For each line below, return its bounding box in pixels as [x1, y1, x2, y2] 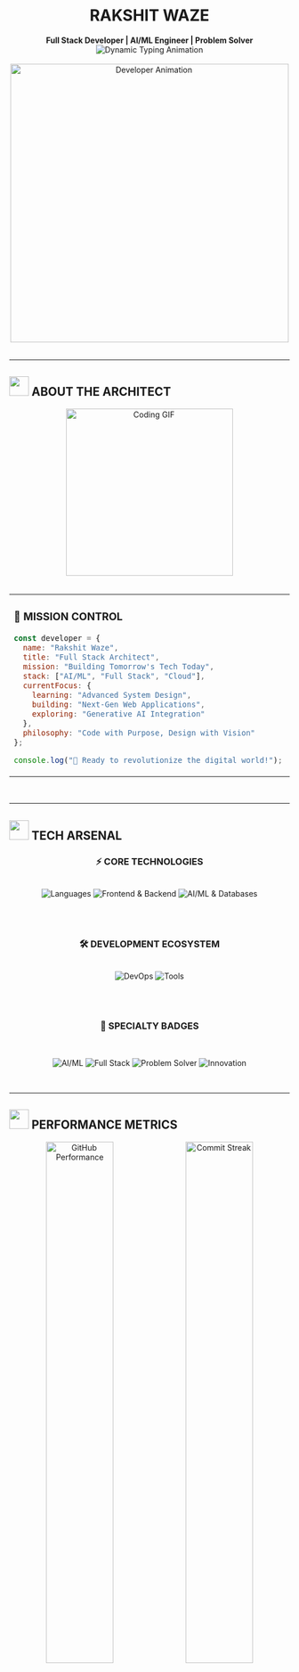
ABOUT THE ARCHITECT [30, 384, 172, 399]
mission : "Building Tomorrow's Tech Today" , [22, 661, 215, 671]
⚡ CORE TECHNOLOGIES [95, 855, 204, 867]
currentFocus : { [22, 680, 92, 691]
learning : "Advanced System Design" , [31, 690, 192, 700]
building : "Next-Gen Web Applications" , [31, 699, 206, 709]
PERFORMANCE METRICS [30, 1118, 178, 1133]
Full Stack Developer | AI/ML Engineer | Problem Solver [45, 35, 254, 45]
